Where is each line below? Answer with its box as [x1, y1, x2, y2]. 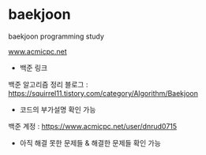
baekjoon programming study [8, 31, 104, 41]
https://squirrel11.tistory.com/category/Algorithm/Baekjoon [8, 88, 199, 98]
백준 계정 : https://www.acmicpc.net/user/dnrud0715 [8, 121, 178, 131]
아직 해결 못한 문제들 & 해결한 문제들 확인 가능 [19, 138, 162, 147]
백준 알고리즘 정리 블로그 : [8, 79, 88, 89]
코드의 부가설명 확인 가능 [19, 105, 96, 114]
